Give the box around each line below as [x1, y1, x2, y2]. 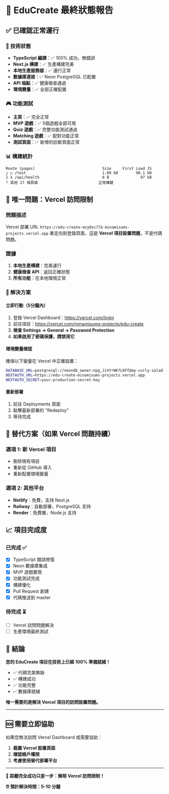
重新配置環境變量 [13, 471, 49, 477]
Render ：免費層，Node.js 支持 [13, 510, 77, 516]
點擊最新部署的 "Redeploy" [13, 407, 69, 413]
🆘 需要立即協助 [6, 720, 55, 729]
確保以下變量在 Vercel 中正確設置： [6, 358, 79, 364]
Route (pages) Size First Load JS [6, 166, 152, 171]
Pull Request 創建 [13, 588, 49, 594]
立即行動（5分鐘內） [6, 302, 48, 308]
